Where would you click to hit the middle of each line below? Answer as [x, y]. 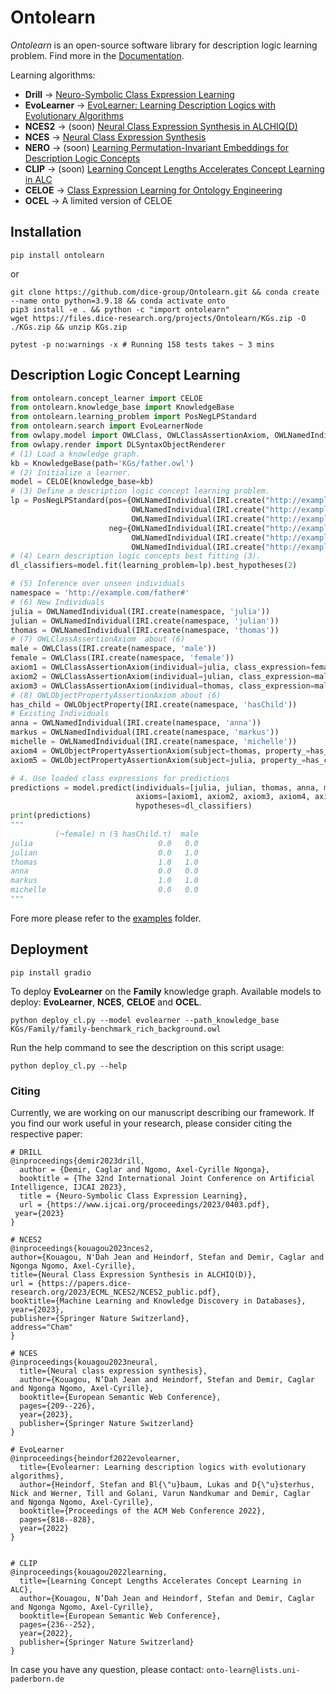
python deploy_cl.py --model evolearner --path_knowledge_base [145, 1020]
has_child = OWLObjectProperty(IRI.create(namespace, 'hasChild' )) [154, 704]
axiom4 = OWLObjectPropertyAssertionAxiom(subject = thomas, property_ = [160, 751]
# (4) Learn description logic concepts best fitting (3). [136, 556]
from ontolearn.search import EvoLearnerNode [106, 426]
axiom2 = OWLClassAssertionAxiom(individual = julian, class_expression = [162, 676]
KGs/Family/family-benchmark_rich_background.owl [116, 1029]
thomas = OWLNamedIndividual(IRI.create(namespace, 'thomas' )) [145, 630]
